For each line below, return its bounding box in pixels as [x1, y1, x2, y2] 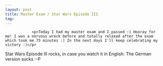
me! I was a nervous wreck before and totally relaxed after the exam [5, 34, 154, 39]
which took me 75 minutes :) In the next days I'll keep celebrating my [5, 38, 158, 43]
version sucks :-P [5, 56, 41, 62]
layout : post [5, 7, 32, 12]
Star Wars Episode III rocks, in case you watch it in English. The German [5, 51, 152, 57]
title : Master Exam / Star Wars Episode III [5, 12, 98, 17]
